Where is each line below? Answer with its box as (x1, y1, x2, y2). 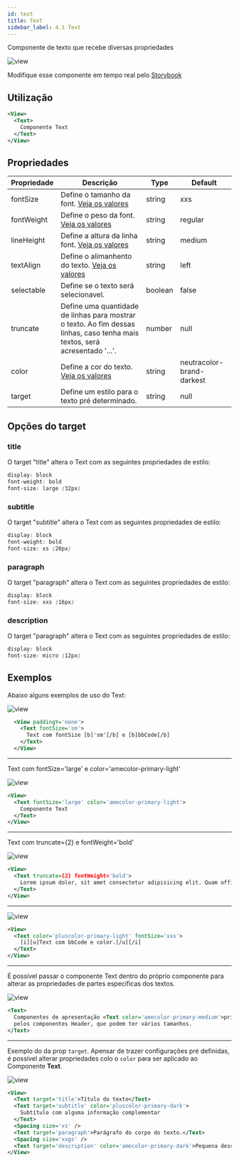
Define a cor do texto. (60, 362, 133, 372)
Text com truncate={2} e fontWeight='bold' (7, 838, 134, 847)
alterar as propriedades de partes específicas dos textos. (7, 979, 176, 988)
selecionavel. (60, 290, 105, 300)
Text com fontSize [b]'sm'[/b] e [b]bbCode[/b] (26, 732, 171, 739)
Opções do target (7, 420, 87, 432)
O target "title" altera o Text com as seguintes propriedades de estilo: (7, 458, 211, 467)
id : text (7, 10, 33, 18)
